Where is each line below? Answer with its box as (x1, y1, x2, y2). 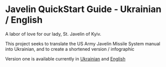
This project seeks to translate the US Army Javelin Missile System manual (5, 40, 160, 46)
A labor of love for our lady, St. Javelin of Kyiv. (5, 31, 101, 37)
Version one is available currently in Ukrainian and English (5, 55, 126, 61)
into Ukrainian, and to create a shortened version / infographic (5, 46, 135, 52)
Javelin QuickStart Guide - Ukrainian (5, 4, 161, 15)
